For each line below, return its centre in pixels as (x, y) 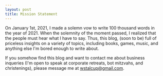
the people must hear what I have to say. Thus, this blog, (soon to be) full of (81, 38)
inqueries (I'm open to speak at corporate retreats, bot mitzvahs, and (74, 63)
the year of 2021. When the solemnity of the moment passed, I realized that (81, 33)
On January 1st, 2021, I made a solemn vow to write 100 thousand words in (80, 28)
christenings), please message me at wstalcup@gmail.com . (65, 68)
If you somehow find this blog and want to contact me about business (75, 58)
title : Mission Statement (31, 14)
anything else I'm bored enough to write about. (52, 48)
